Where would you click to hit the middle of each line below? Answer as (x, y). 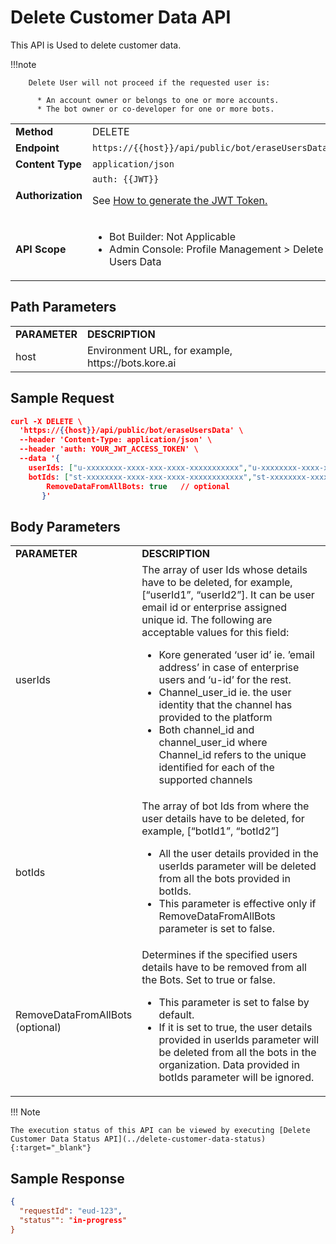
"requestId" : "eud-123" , (71, 1211)
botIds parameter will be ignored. (236, 1078)
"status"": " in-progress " (73, 1220)
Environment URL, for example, (159, 350)
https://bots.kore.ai (131, 363)
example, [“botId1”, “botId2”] (210, 831)
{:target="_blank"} (51, 1148)
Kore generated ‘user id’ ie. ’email (236, 655)
